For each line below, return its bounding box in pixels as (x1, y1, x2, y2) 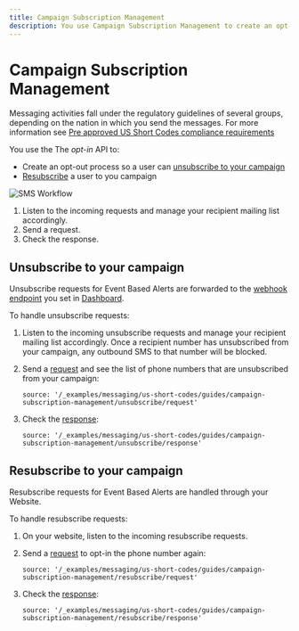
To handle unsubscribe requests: (9, 310, 130, 321)
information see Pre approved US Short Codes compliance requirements (9, 127, 275, 138)
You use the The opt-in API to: (9, 144, 120, 155)
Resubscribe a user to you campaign (21, 171, 158, 182)
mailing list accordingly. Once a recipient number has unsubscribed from (21, 337, 289, 348)
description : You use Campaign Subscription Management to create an (9, 21, 273, 30)
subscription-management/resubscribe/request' (21, 573, 198, 582)
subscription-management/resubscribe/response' (21, 614, 202, 623)
